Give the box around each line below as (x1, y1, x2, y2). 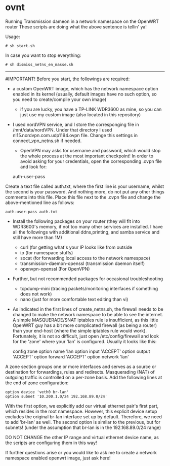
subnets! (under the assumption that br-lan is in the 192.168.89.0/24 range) (5, 424, 161, 430)
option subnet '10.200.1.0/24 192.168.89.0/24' (5, 394, 108, 399)
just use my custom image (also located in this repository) (20, 111, 141, 118)
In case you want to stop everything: (5, 52, 81, 58)
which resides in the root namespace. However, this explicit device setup (5, 408, 157, 414)
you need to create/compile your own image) (12, 96, 107, 103)
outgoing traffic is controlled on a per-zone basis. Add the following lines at (5, 374, 162, 380)
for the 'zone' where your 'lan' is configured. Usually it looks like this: (12, 338, 157, 344)
